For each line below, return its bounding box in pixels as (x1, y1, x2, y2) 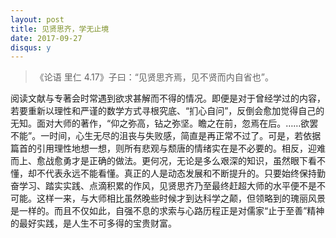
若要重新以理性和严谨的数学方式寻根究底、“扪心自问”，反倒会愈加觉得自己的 (10, 105, 325, 117)
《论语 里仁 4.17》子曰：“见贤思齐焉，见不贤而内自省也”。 (34, 71, 275, 83)
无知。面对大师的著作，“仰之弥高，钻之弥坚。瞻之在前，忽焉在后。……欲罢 (10, 117, 319, 130)
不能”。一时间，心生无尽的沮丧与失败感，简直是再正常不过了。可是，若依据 (10, 130, 322, 142)
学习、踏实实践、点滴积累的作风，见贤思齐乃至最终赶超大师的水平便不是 (18, 180, 317, 192)
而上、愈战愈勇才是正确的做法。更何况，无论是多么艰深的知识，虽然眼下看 (10, 155, 317, 167)
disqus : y (10, 42, 52, 53)
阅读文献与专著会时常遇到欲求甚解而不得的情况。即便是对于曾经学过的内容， (10, 92, 326, 105)
